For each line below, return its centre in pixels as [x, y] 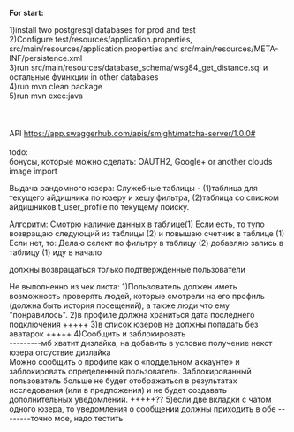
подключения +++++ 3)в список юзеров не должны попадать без [134, 324]
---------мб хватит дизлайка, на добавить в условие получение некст [141, 343]
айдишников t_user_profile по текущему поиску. [99, 207]
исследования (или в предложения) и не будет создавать [118, 390]
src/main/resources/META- [229, 49]
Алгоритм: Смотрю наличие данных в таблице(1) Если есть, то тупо [137, 224]
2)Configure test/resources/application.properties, [101, 39]
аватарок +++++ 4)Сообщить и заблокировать [98, 334]
